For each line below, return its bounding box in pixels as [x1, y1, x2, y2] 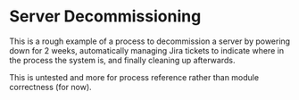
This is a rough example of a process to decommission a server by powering [9, 36, 291, 46]
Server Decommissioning [9, 6, 202, 27]
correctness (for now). [9, 81, 92, 92]
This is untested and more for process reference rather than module [9, 71, 260, 82]
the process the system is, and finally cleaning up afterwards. [9, 54, 236, 65]
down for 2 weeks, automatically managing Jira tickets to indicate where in [9, 45, 284, 55]
